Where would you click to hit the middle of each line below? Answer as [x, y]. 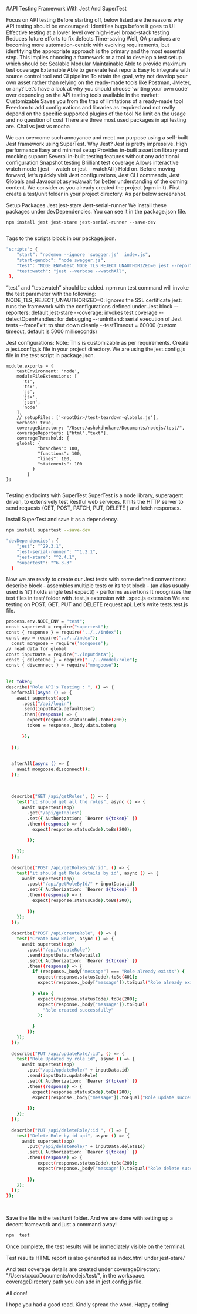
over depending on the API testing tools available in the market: [83, 95]
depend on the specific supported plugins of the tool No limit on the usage [96, 114]
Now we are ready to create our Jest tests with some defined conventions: [96, 580]
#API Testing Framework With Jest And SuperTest [67, 9]
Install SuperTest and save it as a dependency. [62, 520]
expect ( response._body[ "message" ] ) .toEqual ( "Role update [103, 1097]
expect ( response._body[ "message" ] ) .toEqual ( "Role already [110, 983]
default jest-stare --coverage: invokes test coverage [94, 313]
